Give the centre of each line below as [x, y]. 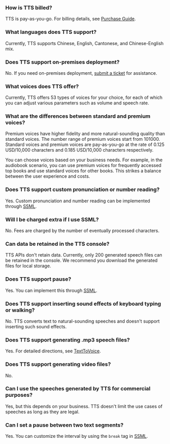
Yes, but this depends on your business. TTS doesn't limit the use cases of [84, 406]
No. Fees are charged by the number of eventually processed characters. [82, 231]
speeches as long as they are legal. [42, 412]
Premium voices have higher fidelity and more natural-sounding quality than [85, 134]
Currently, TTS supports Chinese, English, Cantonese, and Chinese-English [84, 43]
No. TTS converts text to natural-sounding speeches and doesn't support [82, 321]
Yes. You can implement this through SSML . [51, 290]
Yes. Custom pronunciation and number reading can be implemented [78, 201]
